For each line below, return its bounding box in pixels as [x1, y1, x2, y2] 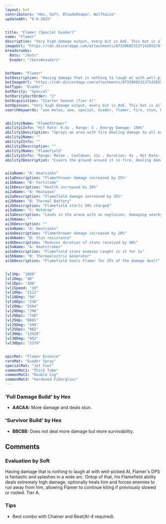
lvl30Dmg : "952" [5, 336, 39, 341]
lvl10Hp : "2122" [5, 290, 39, 295]
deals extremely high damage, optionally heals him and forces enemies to [5, 479, 155, 485]
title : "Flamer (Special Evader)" [5, 30, 77, 35]
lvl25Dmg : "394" [5, 322, 39, 327]
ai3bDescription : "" [5, 221, 48, 226]
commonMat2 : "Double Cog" [5, 372, 58, 377]
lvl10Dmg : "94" [5, 295, 37, 300]
